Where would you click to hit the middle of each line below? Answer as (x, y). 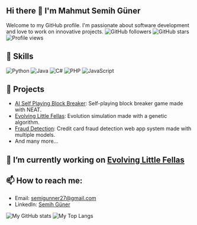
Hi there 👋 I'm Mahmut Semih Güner (73, 11)
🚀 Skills (20, 57)
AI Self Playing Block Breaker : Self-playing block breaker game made (99, 104)
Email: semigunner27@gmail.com (55, 198)
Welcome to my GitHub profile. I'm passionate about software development (98, 25)
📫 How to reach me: (44, 181)
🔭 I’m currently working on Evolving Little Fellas (96, 160)
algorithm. (27, 123)
